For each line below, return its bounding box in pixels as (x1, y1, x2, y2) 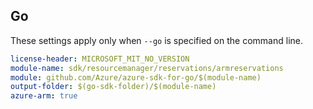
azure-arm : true (10, 91, 78, 101)
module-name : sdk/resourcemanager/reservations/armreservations (10, 63, 284, 73)
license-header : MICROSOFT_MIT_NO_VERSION (10, 54, 190, 64)
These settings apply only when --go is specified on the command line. (10, 34, 303, 46)
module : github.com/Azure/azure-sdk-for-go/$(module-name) (10, 72, 262, 83)
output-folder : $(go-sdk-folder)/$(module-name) (10, 82, 217, 92)
